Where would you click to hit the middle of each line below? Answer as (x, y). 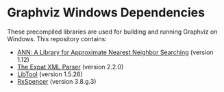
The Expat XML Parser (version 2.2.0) (70, 67)
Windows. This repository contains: (57, 38)
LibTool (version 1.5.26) (50, 74)
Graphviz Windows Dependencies (106, 13)
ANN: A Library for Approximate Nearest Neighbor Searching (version (115, 52)
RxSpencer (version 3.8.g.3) (57, 81)
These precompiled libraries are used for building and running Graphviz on (112, 32)
